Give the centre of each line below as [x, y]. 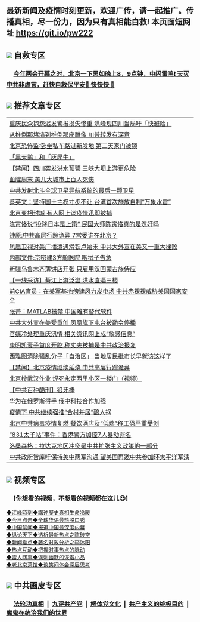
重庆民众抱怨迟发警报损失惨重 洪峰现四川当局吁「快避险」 [90, 123]
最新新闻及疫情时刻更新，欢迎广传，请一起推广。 [96, 11]
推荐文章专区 [37, 106]
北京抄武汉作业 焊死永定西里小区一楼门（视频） [76, 378]
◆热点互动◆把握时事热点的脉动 [46, 550]
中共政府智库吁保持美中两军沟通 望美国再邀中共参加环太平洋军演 [99, 457]
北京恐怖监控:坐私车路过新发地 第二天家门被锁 [74, 146]
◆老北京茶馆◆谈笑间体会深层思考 [48, 565]
